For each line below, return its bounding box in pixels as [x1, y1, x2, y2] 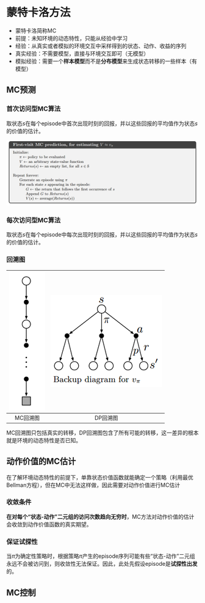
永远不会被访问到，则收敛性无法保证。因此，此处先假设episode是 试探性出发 [6, 560, 198, 568]
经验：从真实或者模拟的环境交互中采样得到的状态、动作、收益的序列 [15, 42, 187, 49]
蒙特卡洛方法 [6, 5, 71, 20]
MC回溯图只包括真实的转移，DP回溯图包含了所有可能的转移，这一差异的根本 [6, 429, 199, 436]
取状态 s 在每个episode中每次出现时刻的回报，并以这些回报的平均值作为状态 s [6, 231, 198, 238]
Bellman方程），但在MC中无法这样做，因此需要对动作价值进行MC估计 [6, 481, 181, 489]
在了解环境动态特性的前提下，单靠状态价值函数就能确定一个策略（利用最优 [6, 473, 193, 481]
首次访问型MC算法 [6, 104, 61, 113]
